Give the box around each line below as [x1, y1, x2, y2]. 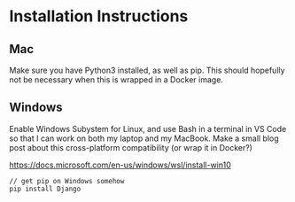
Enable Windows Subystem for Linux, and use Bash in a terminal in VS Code [9, 123, 287, 134]
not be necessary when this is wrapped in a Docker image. [9, 74, 224, 85]
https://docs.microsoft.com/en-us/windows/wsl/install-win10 [9, 159, 232, 170]
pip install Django [9, 184, 82, 193]
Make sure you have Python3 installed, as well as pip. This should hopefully [9, 65, 285, 75]
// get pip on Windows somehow [9, 176, 125, 185]
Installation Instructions [9, 6, 189, 27]
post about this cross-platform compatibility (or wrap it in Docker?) [9, 142, 252, 152]
